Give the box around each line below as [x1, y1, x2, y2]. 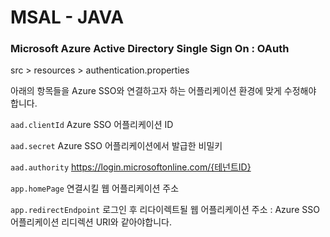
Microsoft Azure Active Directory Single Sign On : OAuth [10, 42, 290, 56]
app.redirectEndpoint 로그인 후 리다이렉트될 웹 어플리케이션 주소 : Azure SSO [10, 204, 320, 216]
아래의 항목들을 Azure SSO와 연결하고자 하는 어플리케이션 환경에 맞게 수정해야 [10, 85, 317, 97]
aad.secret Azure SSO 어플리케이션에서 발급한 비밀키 [10, 140, 223, 152]
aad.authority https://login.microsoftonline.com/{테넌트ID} [10, 161, 252, 173]
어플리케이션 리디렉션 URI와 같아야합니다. [10, 216, 172, 228]
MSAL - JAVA [10, 6, 125, 29]
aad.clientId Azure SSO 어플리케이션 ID [10, 119, 174, 131]
